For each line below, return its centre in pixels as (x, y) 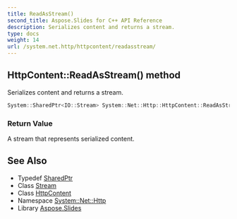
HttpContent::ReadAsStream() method (94, 75)
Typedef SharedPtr (45, 178)
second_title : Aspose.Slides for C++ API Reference (85, 20)
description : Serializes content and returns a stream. (91, 27)
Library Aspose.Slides (49, 208)
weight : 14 (23, 40)
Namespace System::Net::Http (62, 200)
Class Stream (37, 185)
